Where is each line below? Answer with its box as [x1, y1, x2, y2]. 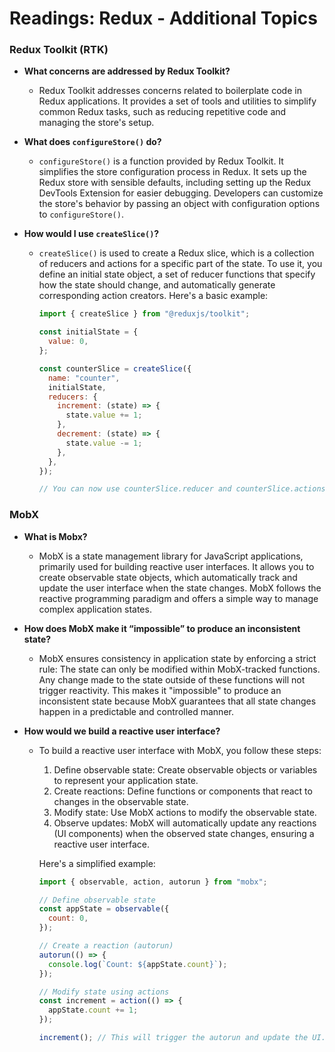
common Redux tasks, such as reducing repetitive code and [38, 106, 287, 118]
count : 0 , [47, 913, 89, 924]
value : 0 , [47, 337, 89, 347]
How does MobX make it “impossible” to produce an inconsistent [23, 622, 301, 634]
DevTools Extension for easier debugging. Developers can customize [38, 187, 324, 199]
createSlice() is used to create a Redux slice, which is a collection [38, 247, 315, 259]
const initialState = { [38, 327, 139, 337]
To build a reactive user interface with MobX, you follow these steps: [38, 744, 322, 756]
